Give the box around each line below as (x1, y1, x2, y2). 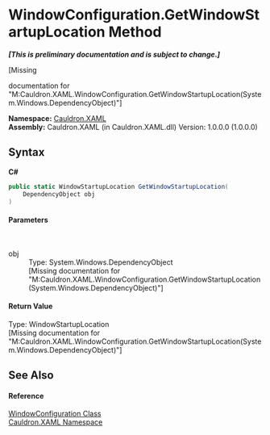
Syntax (8, 145, 45, 159)
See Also (8, 369, 54, 383)
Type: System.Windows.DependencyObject (28, 257, 173, 267)
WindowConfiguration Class (8, 409, 102, 419)
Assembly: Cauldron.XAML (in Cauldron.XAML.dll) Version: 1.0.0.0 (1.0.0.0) (8, 122, 258, 132)
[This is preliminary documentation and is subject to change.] (8, 49, 220, 59)
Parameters (8, 215, 48, 224)
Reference (8, 391, 44, 400)
